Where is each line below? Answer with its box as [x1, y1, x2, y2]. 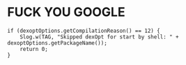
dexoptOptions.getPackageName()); [7, 39, 108, 46]
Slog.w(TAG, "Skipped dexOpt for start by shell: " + [20, 33, 179, 41]
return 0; [20, 45, 49, 52]
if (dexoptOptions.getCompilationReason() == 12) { [7, 27, 160, 34]
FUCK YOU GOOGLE [7, 4, 125, 20]
